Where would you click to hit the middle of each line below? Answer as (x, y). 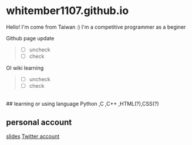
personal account (39, 122)
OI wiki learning (25, 68)
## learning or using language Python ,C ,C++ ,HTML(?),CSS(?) (83, 104)
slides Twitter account (33, 136)
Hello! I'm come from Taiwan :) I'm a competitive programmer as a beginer (96, 27)
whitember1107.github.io (68, 11)
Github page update (30, 38)
